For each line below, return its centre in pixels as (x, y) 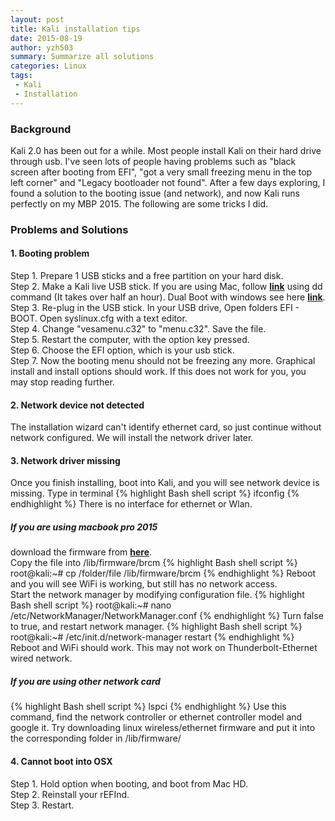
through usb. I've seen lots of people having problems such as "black (153, 161)
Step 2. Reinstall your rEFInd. (70, 794)
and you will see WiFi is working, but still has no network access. (144, 584)
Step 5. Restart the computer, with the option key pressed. (130, 340)
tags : (21, 76)
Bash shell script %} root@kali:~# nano (91, 605)
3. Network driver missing (65, 460)
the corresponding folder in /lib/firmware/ (96, 738)
